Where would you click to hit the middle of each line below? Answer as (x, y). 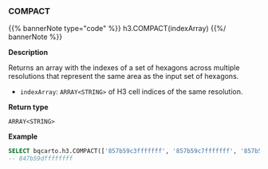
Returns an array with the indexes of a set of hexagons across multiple (124, 68)
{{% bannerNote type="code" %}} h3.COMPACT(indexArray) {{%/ (117, 29)
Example (23, 136)
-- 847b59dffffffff (41, 159)
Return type (29, 107)
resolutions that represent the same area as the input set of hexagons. (124, 77)
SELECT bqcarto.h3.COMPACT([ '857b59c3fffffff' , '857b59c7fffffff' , (123, 151)
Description (28, 53)
